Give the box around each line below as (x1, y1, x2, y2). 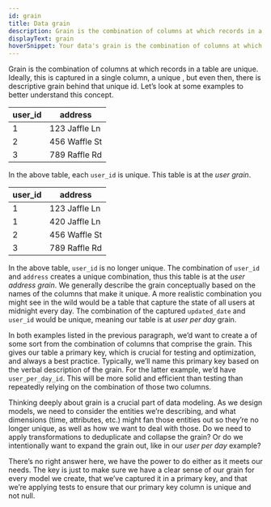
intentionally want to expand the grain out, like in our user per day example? (8, 441, 261, 450)
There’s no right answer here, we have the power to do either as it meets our (8, 457, 263, 467)
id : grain (8, 11, 42, 20)
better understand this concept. (8, 90, 114, 100)
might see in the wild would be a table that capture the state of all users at (8, 297, 255, 308)
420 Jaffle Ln (49, 216, 101, 228)
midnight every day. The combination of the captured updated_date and (8, 306, 246, 316)
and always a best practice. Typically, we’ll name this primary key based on (8, 356, 260, 366)
